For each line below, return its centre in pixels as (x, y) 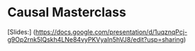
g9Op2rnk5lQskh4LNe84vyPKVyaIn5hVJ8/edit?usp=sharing (96, 39)
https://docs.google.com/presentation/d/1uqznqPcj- (111, 32)
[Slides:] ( (22, 32)
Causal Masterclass (67, 12)
